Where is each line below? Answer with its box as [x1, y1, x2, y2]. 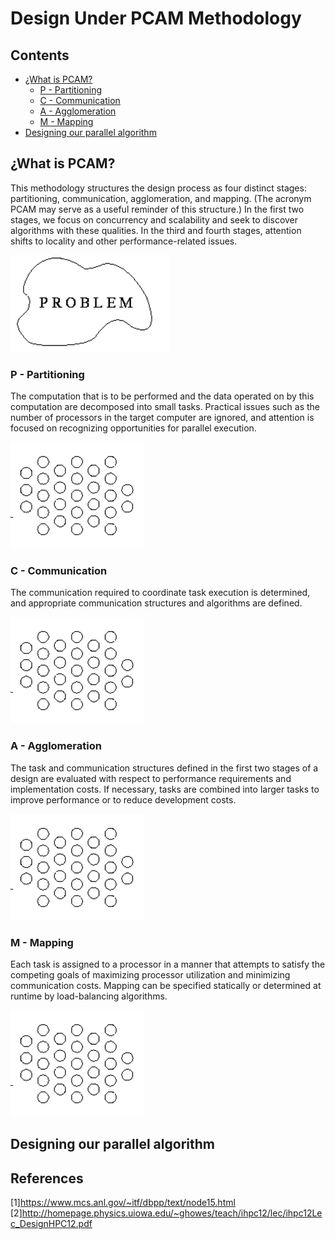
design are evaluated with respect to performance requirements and [10, 772, 292, 784]
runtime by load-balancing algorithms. [10, 990, 168, 1002]
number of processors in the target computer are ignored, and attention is [10, 412, 315, 424]
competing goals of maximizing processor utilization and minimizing [10, 969, 291, 981]
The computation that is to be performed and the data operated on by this [10, 390, 315, 402]
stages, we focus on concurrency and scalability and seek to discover [10, 213, 299, 226]
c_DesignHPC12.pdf [10, 1218, 93, 1230]
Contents [10, 47, 70, 64]
